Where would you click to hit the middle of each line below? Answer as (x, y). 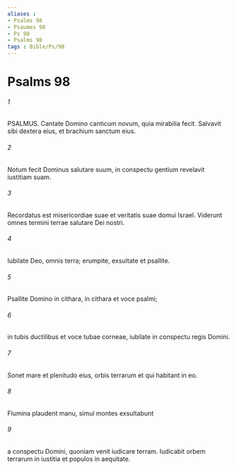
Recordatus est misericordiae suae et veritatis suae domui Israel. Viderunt (115, 215)
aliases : (22, 14)
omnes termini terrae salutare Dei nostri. (66, 222)
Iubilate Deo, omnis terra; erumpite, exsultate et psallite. (89, 260)
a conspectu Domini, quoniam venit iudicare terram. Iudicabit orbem (106, 452)
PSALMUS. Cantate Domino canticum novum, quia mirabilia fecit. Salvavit (114, 124)
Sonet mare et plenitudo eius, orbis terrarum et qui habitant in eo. (103, 375)
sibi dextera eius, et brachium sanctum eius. (72, 131)
